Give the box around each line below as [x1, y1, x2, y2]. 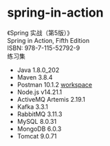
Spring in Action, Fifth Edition [7, 36, 90, 44]
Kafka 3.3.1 [16, 102, 48, 111]
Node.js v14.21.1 [16, 88, 63, 96]
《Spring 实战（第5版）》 [7, 28, 74, 37]
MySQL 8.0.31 [16, 117, 57, 125]
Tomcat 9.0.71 [16, 131, 57, 140]
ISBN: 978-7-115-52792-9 [7, 44, 80, 52]
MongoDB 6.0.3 [16, 125, 62, 133]
